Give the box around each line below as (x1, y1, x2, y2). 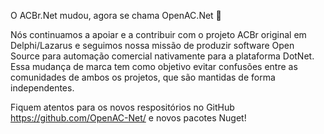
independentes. (10, 82, 75, 94)
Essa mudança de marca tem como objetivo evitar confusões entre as (10, 61, 298, 72)
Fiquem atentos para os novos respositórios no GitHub (10, 101, 235, 113)
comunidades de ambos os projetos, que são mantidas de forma (10, 71, 276, 83)
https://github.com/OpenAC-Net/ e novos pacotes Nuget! (10, 112, 247, 124)
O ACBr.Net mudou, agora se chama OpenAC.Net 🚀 (10, 10, 222, 21)
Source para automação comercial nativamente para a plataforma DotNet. (10, 50, 315, 62)
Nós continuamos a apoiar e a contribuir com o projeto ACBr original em (10, 29, 307, 40)
